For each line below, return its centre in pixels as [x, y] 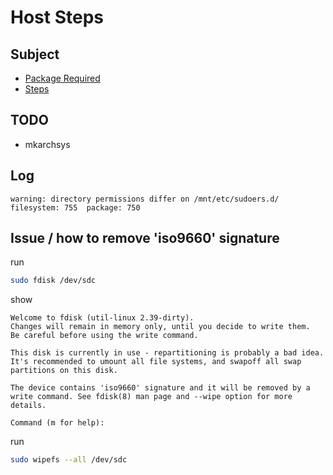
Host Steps [57, 17]
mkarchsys [47, 144]
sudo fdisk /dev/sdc [53, 281]
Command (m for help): [57, 423]
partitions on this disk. [64, 371]
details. [28, 406]
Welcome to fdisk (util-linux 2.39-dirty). [102, 318]
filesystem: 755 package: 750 [75, 207]
